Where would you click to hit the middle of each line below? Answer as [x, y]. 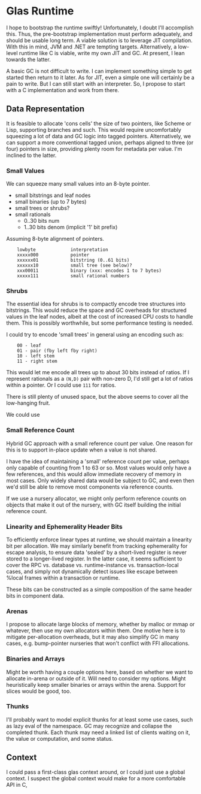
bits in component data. [35, 595]
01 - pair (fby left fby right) [57, 351]
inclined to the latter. [31, 155]
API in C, [17, 784]
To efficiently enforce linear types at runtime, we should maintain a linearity [99, 540]
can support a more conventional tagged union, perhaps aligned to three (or [100, 143]
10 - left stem [36, 356]
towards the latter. [28, 59]
